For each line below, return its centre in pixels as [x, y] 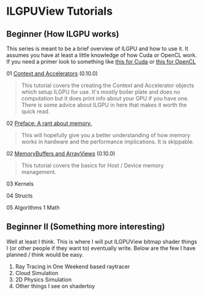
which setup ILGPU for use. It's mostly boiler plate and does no [101, 92]
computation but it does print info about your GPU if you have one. [105, 98]
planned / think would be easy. [45, 254]
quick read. [35, 111]
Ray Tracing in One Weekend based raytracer [72, 266]
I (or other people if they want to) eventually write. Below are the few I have [101, 248]
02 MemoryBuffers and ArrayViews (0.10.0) [61, 154]
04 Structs [20, 195]
